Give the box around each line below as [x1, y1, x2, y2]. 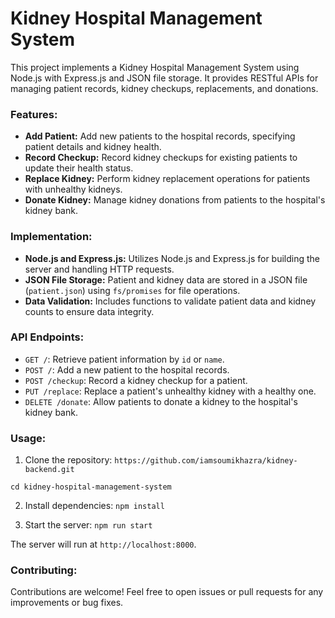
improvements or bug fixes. [10, 597, 124, 609]
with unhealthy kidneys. [24, 183, 123, 196]
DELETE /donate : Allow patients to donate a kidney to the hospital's [24, 395, 298, 407]
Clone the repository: [24, 454, 113, 466]
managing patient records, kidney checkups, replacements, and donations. [10, 82, 319, 94]
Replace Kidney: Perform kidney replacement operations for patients [24, 173, 311, 185]
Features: [10, 107, 58, 121]
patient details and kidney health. [24, 141, 162, 153]
